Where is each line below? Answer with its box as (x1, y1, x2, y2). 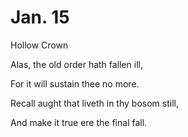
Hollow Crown (10, 39, 69, 51)
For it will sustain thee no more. (10, 77, 140, 90)
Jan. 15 (10, 6, 70, 29)
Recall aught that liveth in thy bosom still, (10, 97, 179, 109)
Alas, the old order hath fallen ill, (10, 58, 144, 70)
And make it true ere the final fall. (10, 116, 148, 128)
